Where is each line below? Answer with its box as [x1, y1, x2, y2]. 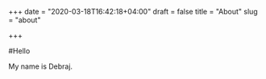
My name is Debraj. [8, 61, 73, 71]
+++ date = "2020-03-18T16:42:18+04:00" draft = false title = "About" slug [8, 7, 258, 16]
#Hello [8, 46, 31, 55]
